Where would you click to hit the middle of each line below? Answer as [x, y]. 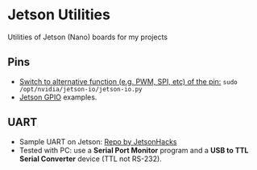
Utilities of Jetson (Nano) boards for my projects [88, 37]
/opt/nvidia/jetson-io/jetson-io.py [81, 89]
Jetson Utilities [59, 15]
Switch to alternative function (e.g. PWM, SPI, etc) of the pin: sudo [128, 81]
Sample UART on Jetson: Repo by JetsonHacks [98, 141]
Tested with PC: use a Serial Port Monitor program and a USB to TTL [134, 150]
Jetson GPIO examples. [58, 97]
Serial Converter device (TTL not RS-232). [90, 159]
